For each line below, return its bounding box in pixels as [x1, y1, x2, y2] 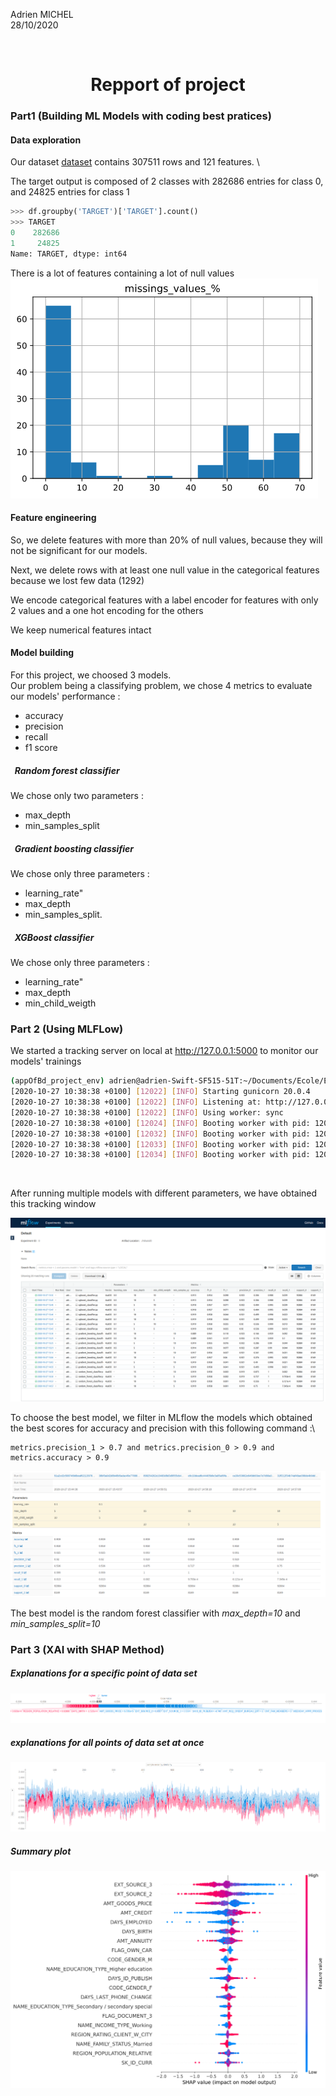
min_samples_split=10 [10, 1617, 101, 1629]
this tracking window [10, 1198, 97, 1210]
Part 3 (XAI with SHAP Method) [10, 1642, 165, 1656]
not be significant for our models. [10, 544, 148, 556]
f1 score [24, 742, 58, 754]
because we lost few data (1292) [10, 574, 145, 586]
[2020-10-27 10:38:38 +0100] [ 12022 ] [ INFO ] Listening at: [10, 1097, 262, 1108]
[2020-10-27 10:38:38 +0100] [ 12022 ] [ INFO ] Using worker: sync [10, 1107, 284, 1118]
